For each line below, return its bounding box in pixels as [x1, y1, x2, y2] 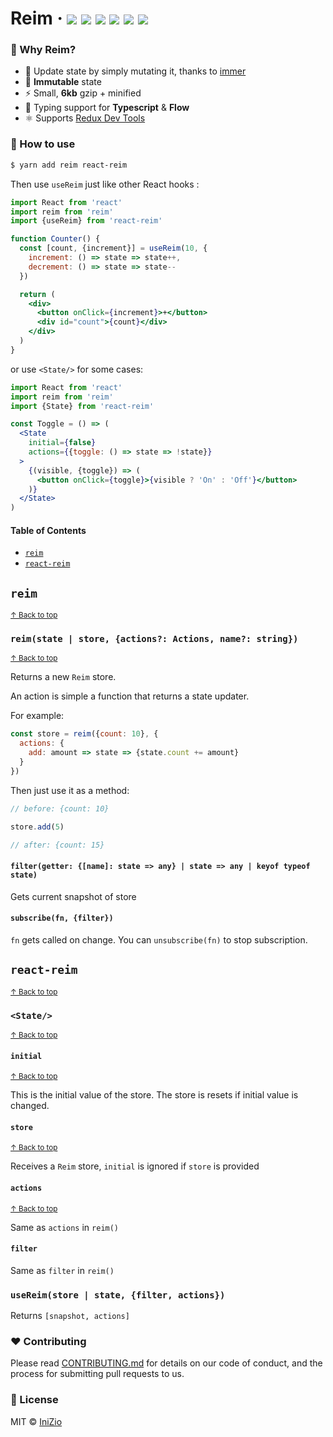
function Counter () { [10, 234, 101, 244]
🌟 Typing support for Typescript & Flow [24, 102, 190, 114]
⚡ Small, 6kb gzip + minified [24, 87, 142, 99]
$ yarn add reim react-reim [10, 160, 128, 170]
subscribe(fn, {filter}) [10, 913, 114, 924]
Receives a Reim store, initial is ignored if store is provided [10, 1160, 260, 1172]
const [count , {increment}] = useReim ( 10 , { [19, 243, 208, 254]
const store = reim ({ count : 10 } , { [10, 729, 159, 739]
